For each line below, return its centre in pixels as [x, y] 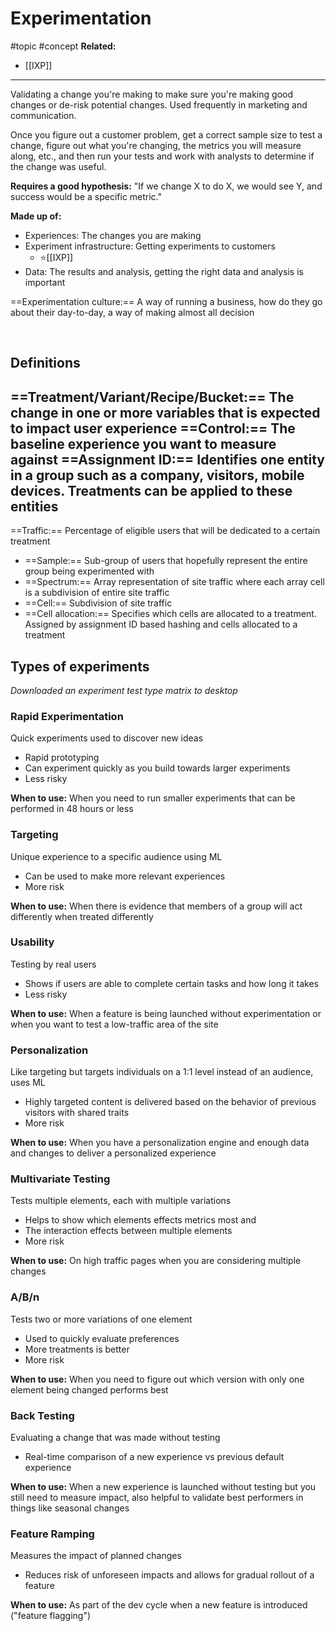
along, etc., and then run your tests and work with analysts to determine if [162, 156]
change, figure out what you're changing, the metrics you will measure [156, 145]
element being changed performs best [89, 1389]
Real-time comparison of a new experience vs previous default [154, 1457]
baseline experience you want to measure [143, 443]
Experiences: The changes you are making [113, 235]
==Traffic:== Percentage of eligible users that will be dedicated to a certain [165, 531]
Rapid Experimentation [67, 716]
